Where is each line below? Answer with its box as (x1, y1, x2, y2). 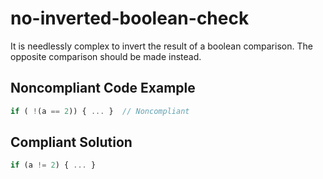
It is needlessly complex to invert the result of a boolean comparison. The (10, 40, 313, 52)
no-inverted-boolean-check (10, 7, 250, 30)
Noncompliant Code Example (10, 80, 196, 97)
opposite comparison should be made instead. (10, 50, 202, 62)
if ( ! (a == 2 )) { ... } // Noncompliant (10, 106, 190, 116)
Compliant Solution (10, 134, 133, 151)
